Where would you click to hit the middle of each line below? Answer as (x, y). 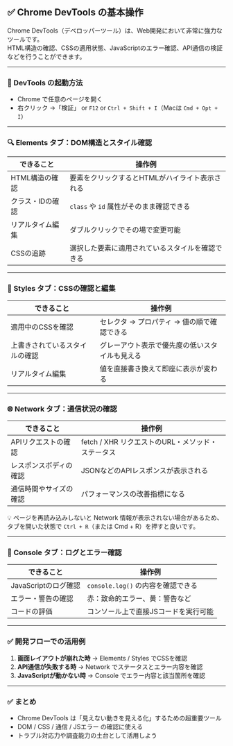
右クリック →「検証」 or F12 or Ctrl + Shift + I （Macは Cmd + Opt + (118, 108)
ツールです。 (25, 39)
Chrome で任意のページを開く (60, 99)
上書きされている (38, 345)
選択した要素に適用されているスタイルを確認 (142, 248)
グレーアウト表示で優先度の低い (152, 345)
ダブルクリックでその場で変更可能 (125, 230)
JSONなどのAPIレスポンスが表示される (145, 471)
